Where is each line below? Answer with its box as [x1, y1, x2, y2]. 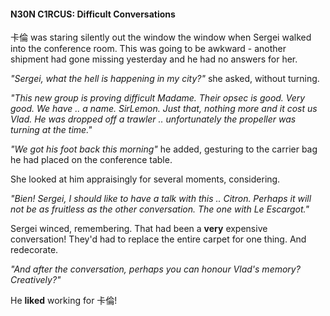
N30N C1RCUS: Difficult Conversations [10, 8, 176, 20]
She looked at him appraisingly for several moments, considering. [10, 173, 281, 185]
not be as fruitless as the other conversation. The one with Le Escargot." [10, 203, 310, 215]
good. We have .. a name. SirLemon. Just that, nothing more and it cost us [10, 103, 318, 115]
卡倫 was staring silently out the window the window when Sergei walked [10, 31, 312, 44]
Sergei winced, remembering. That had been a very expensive [10, 223, 268, 235]
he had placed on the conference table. [10, 154, 173, 166]
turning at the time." [10, 124, 93, 136]
